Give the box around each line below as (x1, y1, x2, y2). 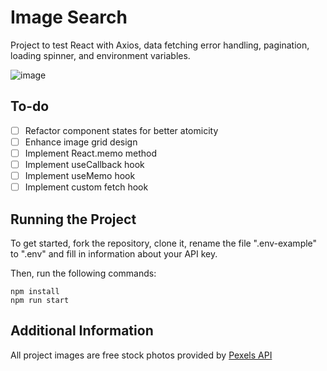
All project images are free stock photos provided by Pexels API (10, 349, 273, 361)
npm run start (10, 295, 70, 305)
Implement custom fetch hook (24, 181, 149, 193)
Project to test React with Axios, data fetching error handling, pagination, (10, 39, 310, 51)
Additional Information (10, 322, 154, 340)
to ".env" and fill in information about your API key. (10, 247, 218, 260)
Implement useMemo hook (24, 170, 136, 181)
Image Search (10, 6, 128, 29)
